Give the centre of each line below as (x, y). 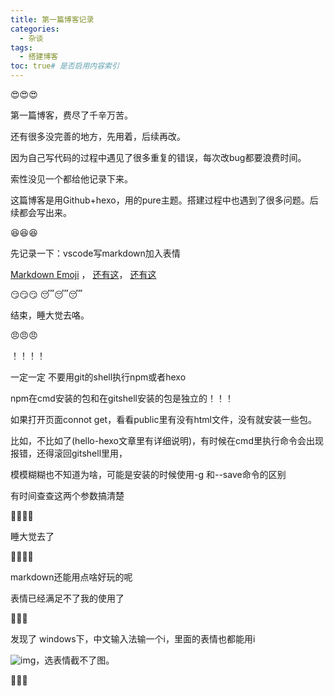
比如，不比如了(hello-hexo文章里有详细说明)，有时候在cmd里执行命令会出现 (167, 440)
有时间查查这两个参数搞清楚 (67, 495)
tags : (21, 47)
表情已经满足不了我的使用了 (67, 598)
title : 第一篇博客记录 (52, 19)
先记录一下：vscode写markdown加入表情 (95, 253)
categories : (35, 29)
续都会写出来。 (41, 212)
